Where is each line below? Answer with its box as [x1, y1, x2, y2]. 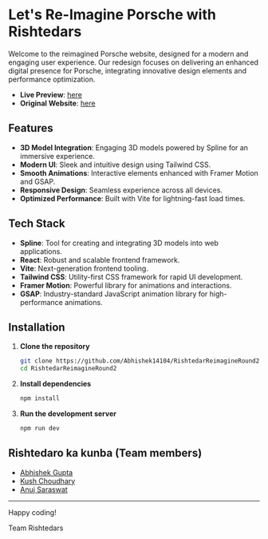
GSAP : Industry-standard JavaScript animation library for [19, 289, 208, 299]
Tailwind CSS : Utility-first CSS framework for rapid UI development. [19, 271, 243, 281]
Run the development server [19, 409, 117, 418]
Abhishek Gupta [19, 467, 73, 477]
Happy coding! [8, 507, 57, 517]
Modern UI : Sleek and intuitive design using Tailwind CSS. [19, 160, 211, 169]
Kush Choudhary [19, 476, 76, 485]
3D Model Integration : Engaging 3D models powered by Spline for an [19, 142, 249, 153]
